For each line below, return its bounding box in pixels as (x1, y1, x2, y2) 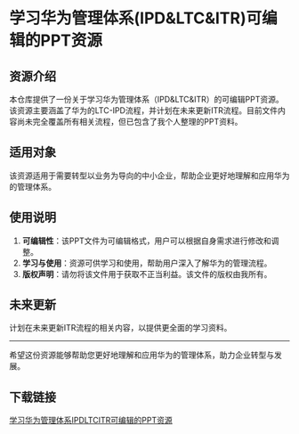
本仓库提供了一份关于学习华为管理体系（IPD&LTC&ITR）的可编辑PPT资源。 (9, 94, 284, 104)
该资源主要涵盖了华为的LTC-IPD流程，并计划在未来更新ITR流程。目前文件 (9, 105, 279, 116)
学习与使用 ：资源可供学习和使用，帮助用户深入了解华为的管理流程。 (21, 258, 272, 268)
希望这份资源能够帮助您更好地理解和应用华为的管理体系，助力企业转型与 (9, 349, 274, 361)
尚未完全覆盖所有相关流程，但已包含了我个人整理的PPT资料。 (16, 117, 243, 127)
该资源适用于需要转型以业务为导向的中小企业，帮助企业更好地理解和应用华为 (9, 170, 290, 181)
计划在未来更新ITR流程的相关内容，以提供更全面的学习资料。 (9, 323, 232, 333)
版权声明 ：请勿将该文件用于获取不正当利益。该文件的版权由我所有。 (21, 268, 272, 279)
